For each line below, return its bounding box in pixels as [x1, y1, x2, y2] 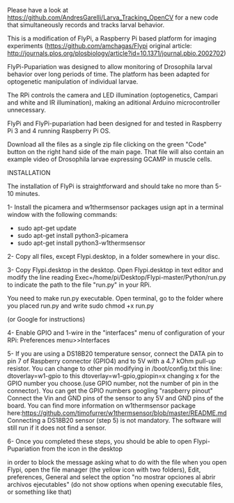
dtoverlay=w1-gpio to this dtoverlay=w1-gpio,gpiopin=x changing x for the [7, 372, 220, 380]
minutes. [15, 190, 40, 197]
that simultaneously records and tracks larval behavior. [7, 21, 165, 29]
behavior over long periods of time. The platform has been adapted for [7, 70, 210, 78]
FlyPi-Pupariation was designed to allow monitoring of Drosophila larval [7, 63, 212, 70]
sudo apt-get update [17, 224, 77, 232]
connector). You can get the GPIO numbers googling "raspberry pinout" [7, 386, 214, 395]
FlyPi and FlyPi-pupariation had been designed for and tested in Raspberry [7, 119, 222, 128]
